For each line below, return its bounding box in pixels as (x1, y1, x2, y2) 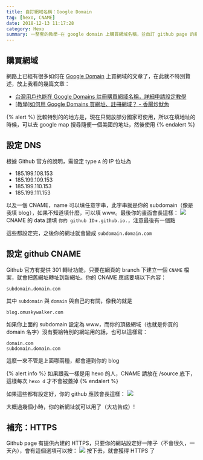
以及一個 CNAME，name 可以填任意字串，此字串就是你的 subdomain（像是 (6, 201, 193, 209)
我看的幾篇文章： (27, 80, 70, 87)
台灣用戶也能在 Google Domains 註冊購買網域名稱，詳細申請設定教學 (14, 93, 187, 100)
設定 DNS (6, 140, 41, 151)
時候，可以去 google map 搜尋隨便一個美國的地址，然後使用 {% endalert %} (6, 120, 195, 128)
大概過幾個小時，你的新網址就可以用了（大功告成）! (6, 403, 135, 410)
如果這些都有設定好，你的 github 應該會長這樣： (6, 390, 126, 397)
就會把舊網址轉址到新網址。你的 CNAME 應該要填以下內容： (16, 274, 167, 281)
